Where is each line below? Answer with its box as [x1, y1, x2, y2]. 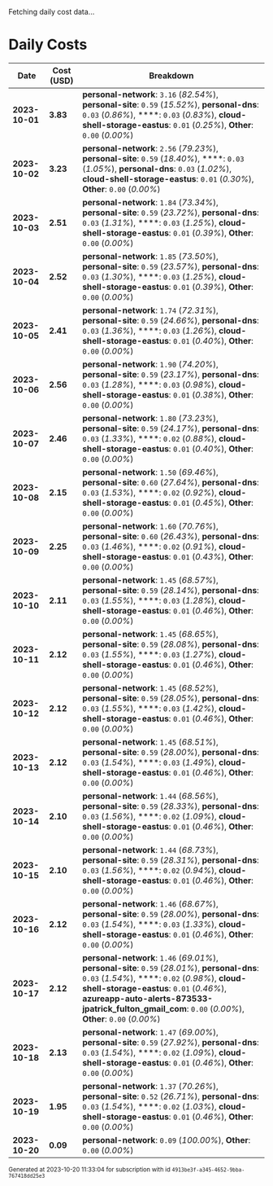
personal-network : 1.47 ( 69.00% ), [82, 1026, 219, 1038]
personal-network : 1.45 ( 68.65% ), [82, 628, 219, 639]
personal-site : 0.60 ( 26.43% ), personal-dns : [82, 530, 260, 542]
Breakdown [149, 69, 194, 81]
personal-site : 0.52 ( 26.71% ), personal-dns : [82, 1091, 260, 1102]
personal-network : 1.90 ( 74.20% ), [82, 358, 219, 370]
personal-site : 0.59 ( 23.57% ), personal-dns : [82, 261, 260, 272]
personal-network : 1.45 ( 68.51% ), [82, 736, 219, 748]
